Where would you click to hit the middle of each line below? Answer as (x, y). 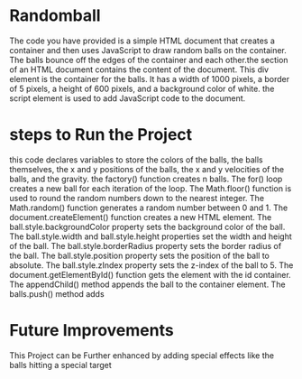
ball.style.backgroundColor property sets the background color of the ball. (147, 226)
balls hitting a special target (61, 365)
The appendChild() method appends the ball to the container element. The (147, 284)
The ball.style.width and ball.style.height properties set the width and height (151, 236)
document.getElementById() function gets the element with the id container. (150, 274)
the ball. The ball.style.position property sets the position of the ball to (140, 255)
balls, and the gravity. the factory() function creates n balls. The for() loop (146, 179)
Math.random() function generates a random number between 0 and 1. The (149, 208)
